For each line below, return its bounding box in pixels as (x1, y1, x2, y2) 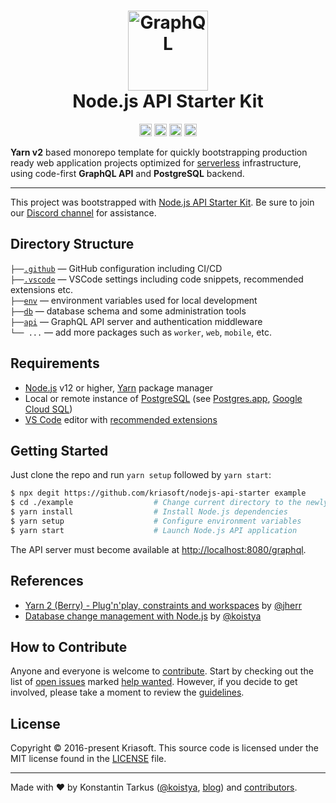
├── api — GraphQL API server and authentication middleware (10, 315, 263, 327)
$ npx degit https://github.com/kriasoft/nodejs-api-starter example (10, 488, 307, 499)
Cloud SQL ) (24, 403, 73, 415)
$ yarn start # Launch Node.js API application (10, 525, 298, 535)
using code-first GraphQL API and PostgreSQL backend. (10, 167, 245, 179)
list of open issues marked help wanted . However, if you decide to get (10, 676, 298, 688)
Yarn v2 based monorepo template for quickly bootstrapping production (10, 146, 308, 158)
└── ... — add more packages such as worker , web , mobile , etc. (10, 326, 272, 338)
